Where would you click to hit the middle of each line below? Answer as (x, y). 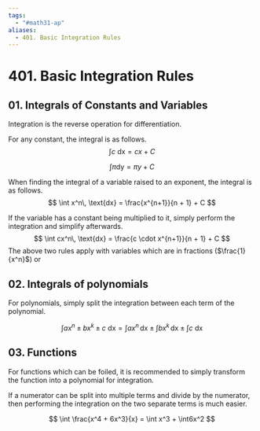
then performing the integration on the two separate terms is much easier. (128, 403)
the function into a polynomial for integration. (81, 380)
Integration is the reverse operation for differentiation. (95, 124)
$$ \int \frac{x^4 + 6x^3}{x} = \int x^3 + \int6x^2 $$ (132, 418)
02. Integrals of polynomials (79, 284)
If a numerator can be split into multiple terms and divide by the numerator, (129, 395)
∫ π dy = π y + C (132, 167)
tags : (17, 15)
